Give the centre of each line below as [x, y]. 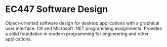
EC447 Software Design [57, 9]
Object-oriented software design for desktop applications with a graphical [82, 23]
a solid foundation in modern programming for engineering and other [77, 33]
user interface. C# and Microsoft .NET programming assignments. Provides [84, 28]
